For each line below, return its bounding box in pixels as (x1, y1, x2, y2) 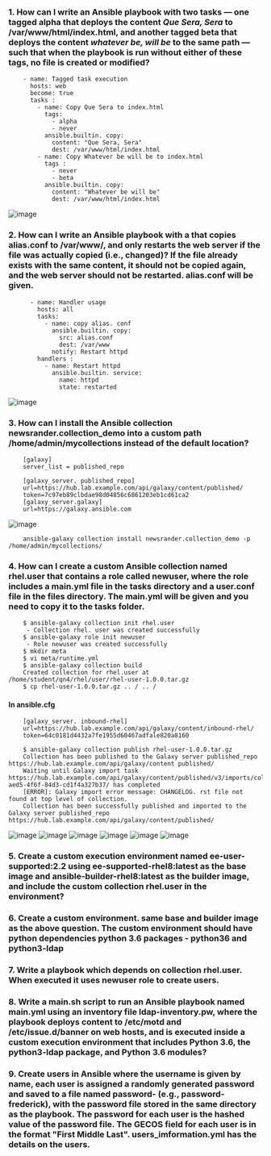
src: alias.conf (59, 333, 114, 341)
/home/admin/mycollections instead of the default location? (8, 437, 249, 449)
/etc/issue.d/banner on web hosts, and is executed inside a (8, 1027, 246, 1038)
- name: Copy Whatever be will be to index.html (37, 152, 204, 161)
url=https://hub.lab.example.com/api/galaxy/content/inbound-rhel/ (23, 724, 254, 732)
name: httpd (59, 376, 99, 384)
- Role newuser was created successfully (26, 641, 168, 649)
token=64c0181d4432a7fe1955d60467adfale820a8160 (23, 732, 190, 740)
